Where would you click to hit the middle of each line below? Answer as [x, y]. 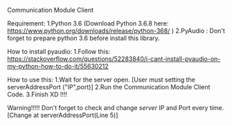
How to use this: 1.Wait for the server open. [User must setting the [101, 80]
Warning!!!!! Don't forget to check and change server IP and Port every [108, 108]
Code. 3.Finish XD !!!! [37, 94]
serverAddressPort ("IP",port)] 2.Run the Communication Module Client [109, 87]
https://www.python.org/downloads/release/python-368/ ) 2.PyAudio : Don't [116, 31]
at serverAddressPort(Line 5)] [76, 115]
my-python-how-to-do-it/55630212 [58, 66]
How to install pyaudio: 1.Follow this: [59, 52]
